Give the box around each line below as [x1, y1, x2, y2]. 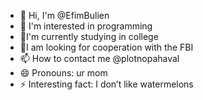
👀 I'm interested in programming [19, 20, 153, 32]
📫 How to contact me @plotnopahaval [19, 53, 180, 64]
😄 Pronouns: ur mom [19, 67, 108, 79]
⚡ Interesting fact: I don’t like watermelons [19, 78, 194, 90]
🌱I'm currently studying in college [19, 31, 159, 42]
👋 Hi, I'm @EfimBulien [19, 10, 110, 21]
